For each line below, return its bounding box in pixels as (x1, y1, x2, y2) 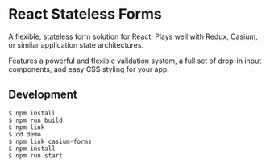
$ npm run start (8, 151, 63, 160)
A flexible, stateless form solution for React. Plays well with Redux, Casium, (8, 31, 258, 41)
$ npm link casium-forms (8, 137, 92, 145)
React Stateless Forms (8, 5, 163, 23)
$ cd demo (8, 130, 42, 138)
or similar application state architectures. (8, 40, 143, 49)
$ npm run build (8, 116, 63, 124)
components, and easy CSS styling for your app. (8, 64, 169, 73)
